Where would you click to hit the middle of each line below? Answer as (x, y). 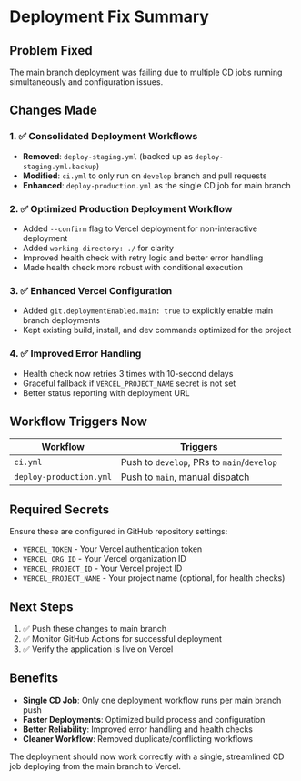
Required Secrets (60, 509)
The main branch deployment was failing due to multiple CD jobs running (146, 72)
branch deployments (61, 320)
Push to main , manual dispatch (185, 477)
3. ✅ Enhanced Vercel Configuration (91, 290)
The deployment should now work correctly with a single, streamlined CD (147, 756)
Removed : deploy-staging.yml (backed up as (108, 156)
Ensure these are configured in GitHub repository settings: (119, 532)
